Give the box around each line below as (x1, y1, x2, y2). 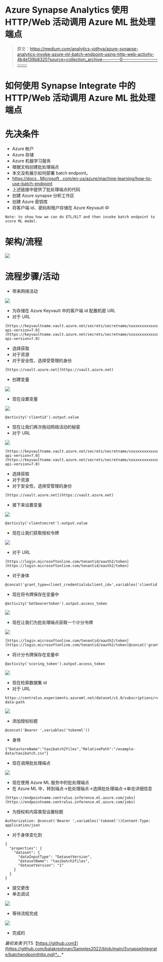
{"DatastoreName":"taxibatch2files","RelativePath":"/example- (5, 746, 136, 752)
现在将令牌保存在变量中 (12, 591, 59, 597)
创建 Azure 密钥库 (12, 199, 48, 205)
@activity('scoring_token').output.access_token (5, 661, 105, 666)
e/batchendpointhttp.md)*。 (5, 951, 62, 957)
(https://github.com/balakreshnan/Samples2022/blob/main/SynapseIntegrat (5, 945, 157, 951)
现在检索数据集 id (12, 679, 47, 685)
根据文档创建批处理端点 (12, 164, 59, 170)
